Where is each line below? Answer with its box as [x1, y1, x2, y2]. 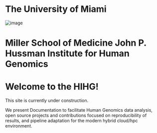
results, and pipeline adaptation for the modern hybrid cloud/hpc [5, 118, 138, 124]
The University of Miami [5, 3, 107, 15]
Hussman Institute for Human [5, 48, 130, 59]
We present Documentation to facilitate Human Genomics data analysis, [5, 107, 153, 113]
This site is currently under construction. [5, 98, 89, 104]
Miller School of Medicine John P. [5, 37, 147, 49]
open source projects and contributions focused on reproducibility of [5, 113, 147, 119]
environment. [5, 123, 32, 129]
